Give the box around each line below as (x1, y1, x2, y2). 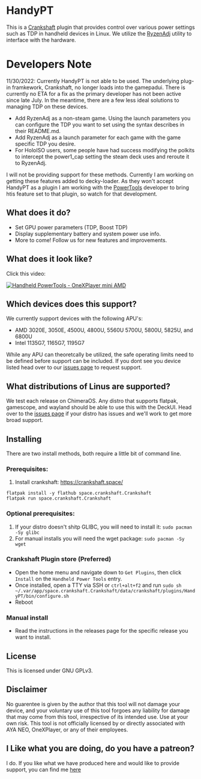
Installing (6, 434, 42, 444)
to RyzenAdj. (14, 159, 47, 166)
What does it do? (6, 208, 71, 218)
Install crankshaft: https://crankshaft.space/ (14, 479, 123, 486)
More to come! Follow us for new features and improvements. (14, 236, 167, 244)
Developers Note (6, 58, 92, 71)
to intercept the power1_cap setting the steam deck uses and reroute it (14, 153, 190, 160)
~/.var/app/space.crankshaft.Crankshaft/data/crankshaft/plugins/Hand (14, 588, 196, 594)
